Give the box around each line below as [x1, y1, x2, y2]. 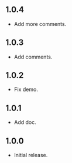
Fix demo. [13, 86, 39, 93]
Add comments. [13, 53, 53, 60]
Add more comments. [13, 20, 67, 27]
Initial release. [13, 152, 48, 159]
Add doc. [13, 119, 36, 126]
